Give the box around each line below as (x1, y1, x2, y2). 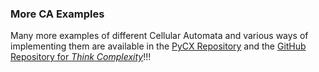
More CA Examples (10, 7, 105, 21)
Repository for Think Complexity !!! (10, 51, 152, 63)
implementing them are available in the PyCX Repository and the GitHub (10, 40, 307, 52)
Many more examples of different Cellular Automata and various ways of (10, 30, 309, 42)
